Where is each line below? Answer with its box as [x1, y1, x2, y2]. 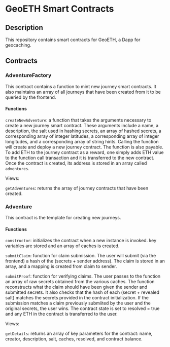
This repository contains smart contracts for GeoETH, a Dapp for [5, 36, 141, 43]
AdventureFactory [5, 72, 52, 79]
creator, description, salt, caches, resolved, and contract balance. [5, 336, 143, 342]
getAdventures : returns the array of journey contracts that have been [5, 185, 149, 191]
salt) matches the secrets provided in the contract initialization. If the [5, 295, 149, 301]
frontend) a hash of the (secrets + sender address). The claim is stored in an [5, 258, 165, 264]
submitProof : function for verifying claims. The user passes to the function [5, 273, 161, 279]
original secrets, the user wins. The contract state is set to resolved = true [5, 305, 160, 312]
